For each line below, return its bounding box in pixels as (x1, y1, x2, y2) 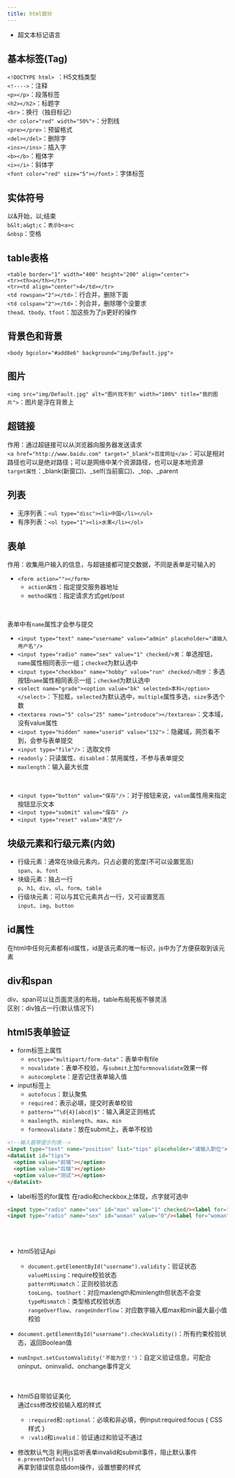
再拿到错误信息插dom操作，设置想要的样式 (17, 1463, 141, 1472)
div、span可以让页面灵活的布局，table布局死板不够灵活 (7, 995, 167, 1003)
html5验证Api (17, 1247, 56, 1255)
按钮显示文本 (17, 800, 55, 808)
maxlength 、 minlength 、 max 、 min (27, 1116, 122, 1125)
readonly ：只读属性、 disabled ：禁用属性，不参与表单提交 (17, 754, 185, 763)
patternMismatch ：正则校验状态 (27, 1279, 118, 1288)
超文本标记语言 (17, 30, 61, 39)
